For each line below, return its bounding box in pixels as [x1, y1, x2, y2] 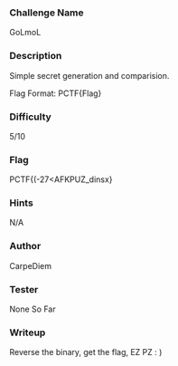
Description [9, 50, 62, 63]
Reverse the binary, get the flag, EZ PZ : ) [9, 347, 163, 358]
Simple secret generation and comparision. [9, 70, 170, 81]
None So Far [9, 303, 56, 314]
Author [9, 240, 42, 253]
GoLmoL [9, 27, 42, 38]
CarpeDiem [9, 260, 52, 271]
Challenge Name [9, 6, 84, 19]
